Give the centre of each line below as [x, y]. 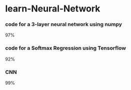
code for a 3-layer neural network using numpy [64, 24]
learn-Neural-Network [53, 9]
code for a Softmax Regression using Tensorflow [66, 48]
